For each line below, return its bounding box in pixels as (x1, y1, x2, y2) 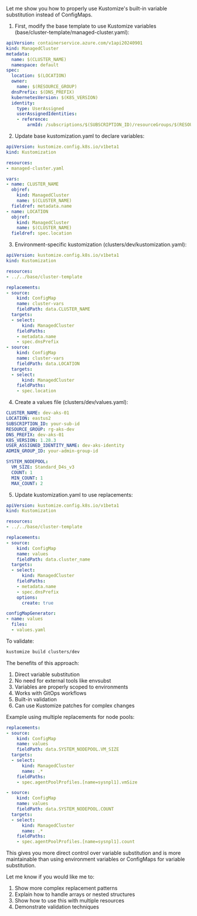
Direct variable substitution (14, 671, 80, 678)
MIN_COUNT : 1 (11, 475, 43, 481)
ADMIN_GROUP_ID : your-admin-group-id (6, 448, 98, 454)
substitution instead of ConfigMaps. (6, 11, 93, 18)
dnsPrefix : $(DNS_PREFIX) (11, 89, 75, 95)
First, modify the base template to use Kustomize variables (14, 23, 157, 29)
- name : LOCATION (6, 208, 49, 215)
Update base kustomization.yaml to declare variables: (14, 133, 145, 140)
